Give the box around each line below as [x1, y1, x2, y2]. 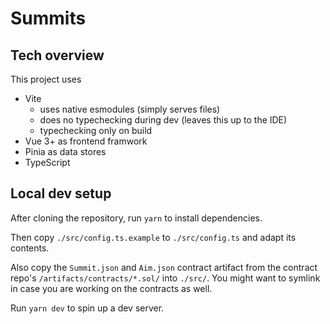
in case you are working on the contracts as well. [10, 282, 213, 294]
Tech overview [10, 47, 105, 64]
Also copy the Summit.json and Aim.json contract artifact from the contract [10, 261, 318, 273]
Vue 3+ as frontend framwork [24, 135, 148, 147]
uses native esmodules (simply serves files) [39, 103, 221, 115]
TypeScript [24, 157, 71, 168]
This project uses [10, 73, 82, 85]
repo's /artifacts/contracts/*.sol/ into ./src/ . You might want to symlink [10, 272, 321, 284]
